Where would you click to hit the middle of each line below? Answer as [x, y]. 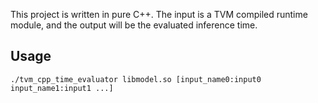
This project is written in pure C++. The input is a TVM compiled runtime [159, 14]
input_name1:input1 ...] [62, 88]
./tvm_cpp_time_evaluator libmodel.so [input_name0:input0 [136, 79]
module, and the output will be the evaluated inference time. [134, 25]
